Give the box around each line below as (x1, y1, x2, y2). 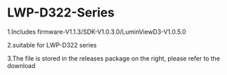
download (7, 61, 36, 69)
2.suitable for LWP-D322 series (7, 41, 97, 49)
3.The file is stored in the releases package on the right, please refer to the (7, 54, 220, 63)
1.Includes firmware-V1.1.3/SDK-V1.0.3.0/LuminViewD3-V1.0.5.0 (7, 28, 187, 36)
